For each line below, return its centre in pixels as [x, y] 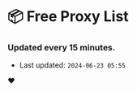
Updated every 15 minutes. [62, 48]
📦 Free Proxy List [68, 17]
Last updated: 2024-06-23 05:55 [73, 65]
